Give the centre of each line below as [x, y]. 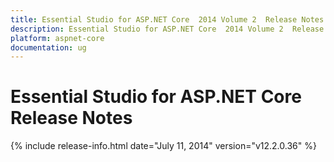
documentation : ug [48, 47]
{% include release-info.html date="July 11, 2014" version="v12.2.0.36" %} [163, 146]
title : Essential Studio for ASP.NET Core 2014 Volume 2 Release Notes [167, 19]
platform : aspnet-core [57, 38]
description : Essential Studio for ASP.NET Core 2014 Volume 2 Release [167, 29]
